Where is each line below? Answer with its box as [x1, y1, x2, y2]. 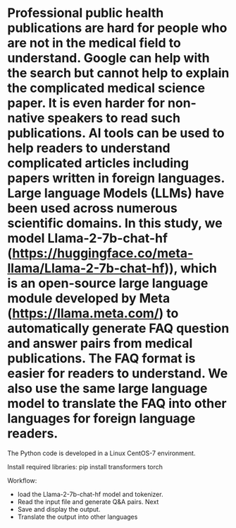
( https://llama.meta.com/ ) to [7, 305, 179, 322]
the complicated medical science [7, 80, 206, 96]
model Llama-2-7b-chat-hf [7, 230, 168, 247]
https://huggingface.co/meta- [12, 245, 194, 262]
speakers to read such [47, 110, 181, 127]
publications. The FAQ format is [7, 351, 196, 367]
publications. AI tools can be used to [7, 125, 225, 141]
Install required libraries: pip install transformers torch [7, 462, 163, 471]
